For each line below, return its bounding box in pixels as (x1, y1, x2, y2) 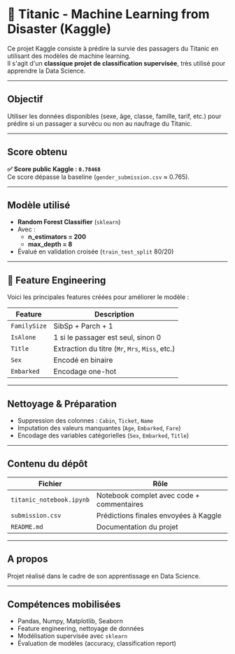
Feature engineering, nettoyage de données (17, 625, 145, 633)
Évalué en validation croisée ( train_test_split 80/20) (17, 247, 174, 256)
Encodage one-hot (53, 367, 117, 377)
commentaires (97, 499, 144, 509)
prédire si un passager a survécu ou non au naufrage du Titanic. (7, 119, 192, 128)
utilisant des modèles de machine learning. (7, 52, 131, 60)
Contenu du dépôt (7, 458, 88, 470)
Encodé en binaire (53, 356, 113, 365)
